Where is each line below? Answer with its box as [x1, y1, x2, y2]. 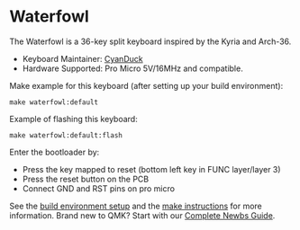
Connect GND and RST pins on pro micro [22, 182, 176, 194]
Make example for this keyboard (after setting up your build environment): [9, 80, 284, 91]
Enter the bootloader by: [9, 146, 100, 157]
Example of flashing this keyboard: [9, 113, 138, 124]
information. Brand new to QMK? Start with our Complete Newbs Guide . [9, 209, 276, 221]
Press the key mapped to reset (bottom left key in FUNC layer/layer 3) [22, 164, 281, 174]
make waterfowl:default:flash [9, 130, 123, 140]
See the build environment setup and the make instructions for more [9, 200, 263, 211]
